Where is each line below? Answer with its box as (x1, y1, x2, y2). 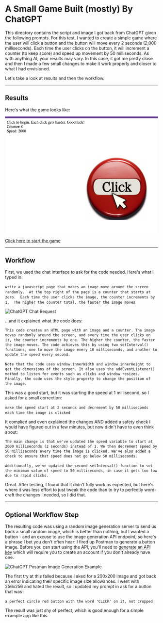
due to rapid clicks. (5, 473, 49, 478)
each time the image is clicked (5, 410, 70, 415)
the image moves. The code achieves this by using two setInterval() (5, 343, 149, 347)
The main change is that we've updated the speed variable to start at (5, 439, 153, 444)
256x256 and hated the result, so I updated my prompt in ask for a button (5, 584, 152, 590)
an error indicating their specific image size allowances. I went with (5, 578, 140, 584)
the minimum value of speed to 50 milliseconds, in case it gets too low (5, 468, 158, 474)
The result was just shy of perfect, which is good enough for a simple (5, 607, 144, 613)
